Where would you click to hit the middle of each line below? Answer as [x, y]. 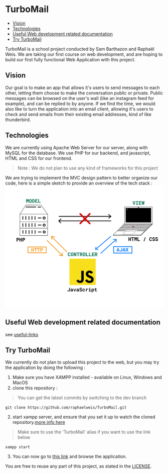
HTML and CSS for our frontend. [39, 158]
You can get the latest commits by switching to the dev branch [82, 398]
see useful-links [22, 334]
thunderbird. [18, 120]
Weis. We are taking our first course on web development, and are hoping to [84, 54]
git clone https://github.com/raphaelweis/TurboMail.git [66, 408]
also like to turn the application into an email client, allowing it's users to [79, 109]
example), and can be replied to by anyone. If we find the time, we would [80, 104]
